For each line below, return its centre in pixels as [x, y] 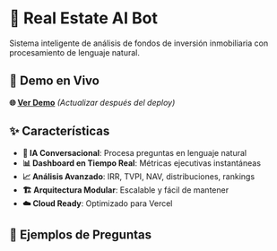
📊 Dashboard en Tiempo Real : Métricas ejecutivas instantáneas [142, 163]
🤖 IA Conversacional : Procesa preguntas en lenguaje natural [134, 152]
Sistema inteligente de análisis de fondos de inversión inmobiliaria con [139, 43]
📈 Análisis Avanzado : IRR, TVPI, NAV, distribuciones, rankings [138, 176]
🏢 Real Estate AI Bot [84, 18]
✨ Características [60, 131]
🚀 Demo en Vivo [55, 81]
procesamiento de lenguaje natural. [75, 52]
